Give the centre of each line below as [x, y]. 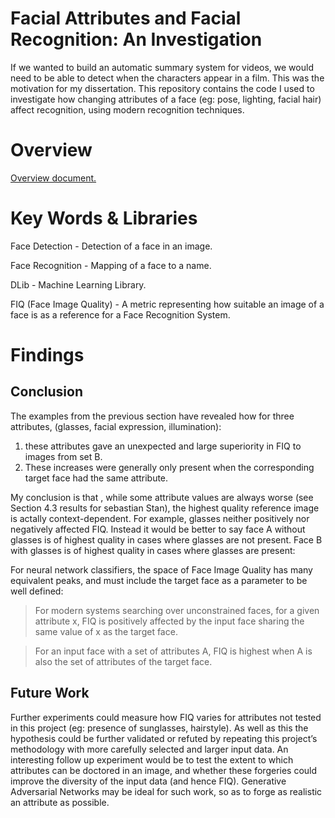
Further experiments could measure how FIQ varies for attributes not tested [166, 717]
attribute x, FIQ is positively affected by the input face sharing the [169, 621]
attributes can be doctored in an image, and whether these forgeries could [164, 770]
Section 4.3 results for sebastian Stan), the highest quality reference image [165, 508]
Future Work [50, 693]
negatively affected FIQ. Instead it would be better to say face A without [158, 529]
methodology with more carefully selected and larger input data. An [149, 749]
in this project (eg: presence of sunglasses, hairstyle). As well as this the [159, 728]
